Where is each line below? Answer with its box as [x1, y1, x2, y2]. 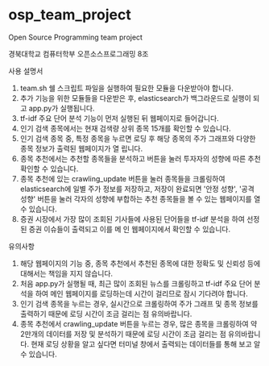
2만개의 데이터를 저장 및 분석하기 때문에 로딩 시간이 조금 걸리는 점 [19, 329, 227, 339]
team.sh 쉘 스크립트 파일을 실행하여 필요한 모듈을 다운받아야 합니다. [19, 83, 234, 93]
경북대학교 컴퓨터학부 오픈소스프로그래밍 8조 [8, 48, 149, 58]
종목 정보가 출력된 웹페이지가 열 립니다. [19, 143, 143, 153]
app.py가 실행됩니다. [28, 103, 95, 113]
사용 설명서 [8, 66, 43, 76]
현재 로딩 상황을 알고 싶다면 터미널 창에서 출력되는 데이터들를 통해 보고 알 [31, 339, 261, 348]
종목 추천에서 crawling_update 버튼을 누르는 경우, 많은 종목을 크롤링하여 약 [19, 318, 258, 328]
